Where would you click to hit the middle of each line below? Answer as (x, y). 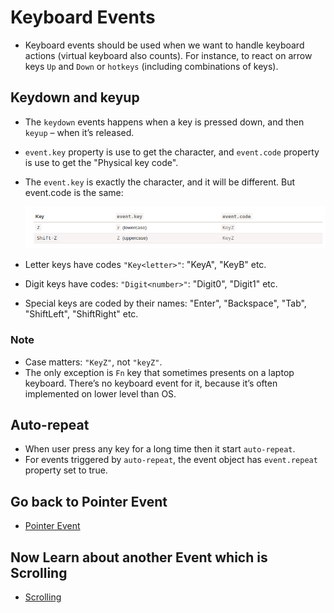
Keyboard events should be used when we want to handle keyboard (164, 45)
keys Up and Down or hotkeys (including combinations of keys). (151, 66)
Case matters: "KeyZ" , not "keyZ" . (93, 362)
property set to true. (66, 470)
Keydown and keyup (75, 97)
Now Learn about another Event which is (139, 557)
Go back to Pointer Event (89, 501)
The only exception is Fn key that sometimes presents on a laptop (159, 372)
